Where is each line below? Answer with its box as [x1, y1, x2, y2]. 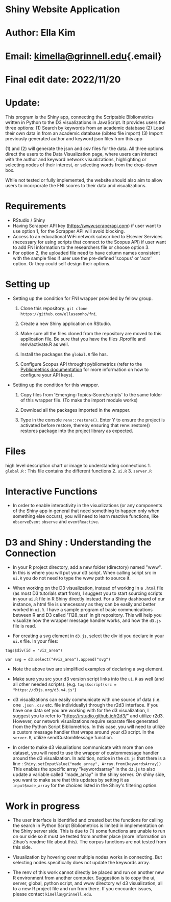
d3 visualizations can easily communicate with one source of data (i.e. [12, 696, 161, 703]
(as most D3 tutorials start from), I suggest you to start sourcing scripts [12, 590, 162, 596]
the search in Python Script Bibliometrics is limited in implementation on [12, 822, 164, 829]
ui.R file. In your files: [12, 638, 59, 644]
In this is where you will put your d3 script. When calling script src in [12, 570, 157, 576]
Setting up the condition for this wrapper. [12, 382, 100, 388]
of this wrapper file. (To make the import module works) [20, 397, 138, 403]
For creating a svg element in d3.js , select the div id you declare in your [12, 633, 164, 639]
